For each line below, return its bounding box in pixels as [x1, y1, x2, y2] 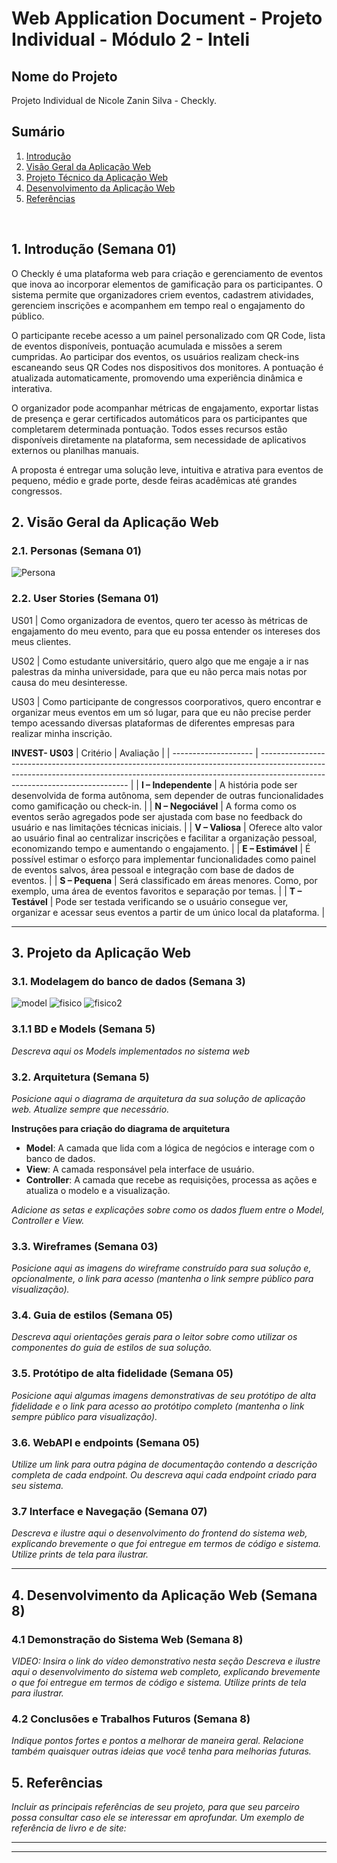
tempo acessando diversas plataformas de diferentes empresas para [11, 717, 296, 729]
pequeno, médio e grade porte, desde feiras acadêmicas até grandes [11, 474, 298, 486]
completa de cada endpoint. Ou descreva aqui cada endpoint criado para [11, 1469, 317, 1481]
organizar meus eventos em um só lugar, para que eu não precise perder [11, 706, 312, 718]
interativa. [11, 382, 53, 394]
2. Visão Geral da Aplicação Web [11, 514, 219, 531]
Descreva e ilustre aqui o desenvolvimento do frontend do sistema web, [11, 1527, 308, 1539]
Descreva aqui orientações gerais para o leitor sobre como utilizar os [11, 1331, 298, 1343]
